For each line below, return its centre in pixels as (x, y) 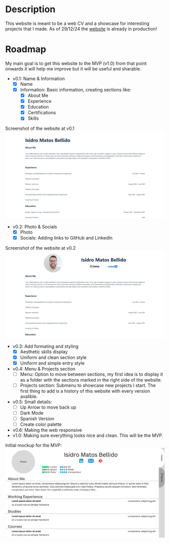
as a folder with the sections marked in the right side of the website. (91, 380)
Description (30, 9)
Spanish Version (37, 419)
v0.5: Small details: (32, 402)
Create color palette (41, 424)
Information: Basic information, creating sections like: (76, 89)
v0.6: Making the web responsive (47, 430)
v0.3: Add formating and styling (46, 346)
